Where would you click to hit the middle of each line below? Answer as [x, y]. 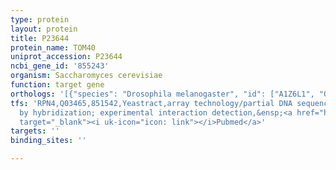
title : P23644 [40, 38]
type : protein [40, 19]
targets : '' [35, 131]
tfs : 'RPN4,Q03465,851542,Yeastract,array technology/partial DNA [151, 103]
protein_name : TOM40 [53, 47]
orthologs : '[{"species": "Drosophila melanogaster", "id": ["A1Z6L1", [162, 94]
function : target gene [57, 85]
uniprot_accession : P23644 [66, 57]
